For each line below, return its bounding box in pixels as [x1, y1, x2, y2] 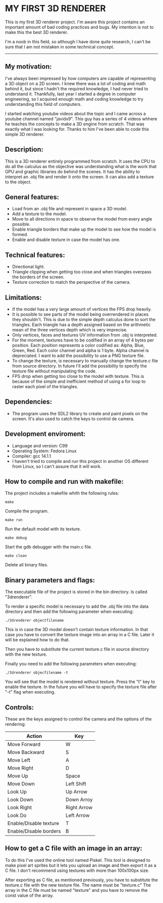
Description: [5, 145, 44, 153]
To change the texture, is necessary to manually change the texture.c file [12, 358, 158, 363]
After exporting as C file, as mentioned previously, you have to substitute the [5, 877, 158, 883]
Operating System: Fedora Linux [12, 448, 77, 454]
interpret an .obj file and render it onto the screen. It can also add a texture [5, 173, 154, 180]
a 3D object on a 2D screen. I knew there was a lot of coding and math [5, 81, 146, 86]
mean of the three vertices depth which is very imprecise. [12, 327, 128, 333]
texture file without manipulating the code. [12, 368, 97, 374]
